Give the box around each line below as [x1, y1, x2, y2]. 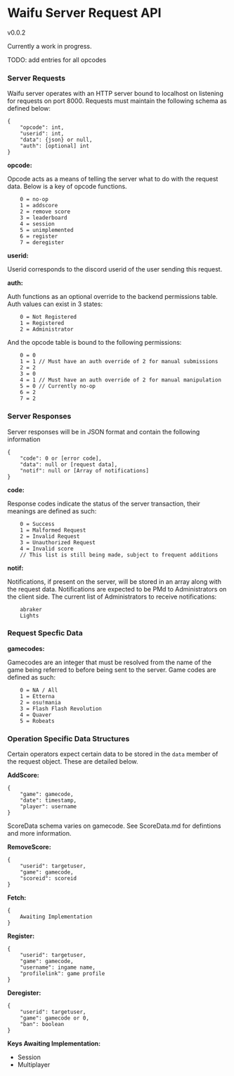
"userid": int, [20, 130, 65, 137]
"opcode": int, [20, 124, 65, 131]
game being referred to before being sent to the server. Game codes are [7, 665, 216, 674]
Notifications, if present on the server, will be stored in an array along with [7, 577, 221, 586]
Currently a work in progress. [7, 42, 93, 50]
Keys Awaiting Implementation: [7, 1039, 100, 1048]
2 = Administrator [20, 326, 74, 333]
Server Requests [7, 73, 65, 82]
